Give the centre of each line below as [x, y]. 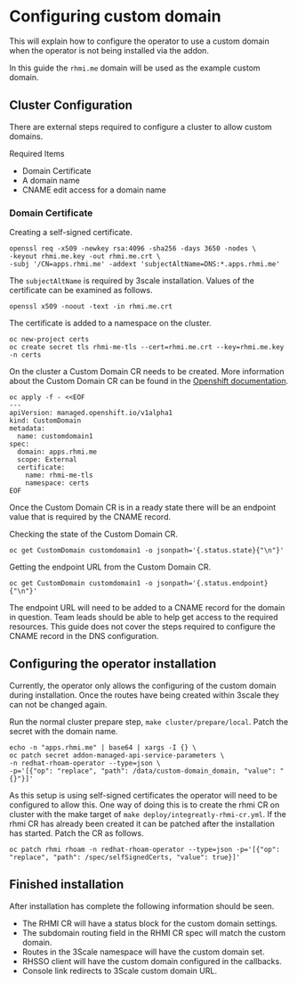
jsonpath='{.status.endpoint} [212, 584]
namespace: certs [57, 483]
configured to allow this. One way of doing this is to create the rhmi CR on [144, 805]
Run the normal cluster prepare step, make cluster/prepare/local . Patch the [149, 721]
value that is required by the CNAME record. [90, 517]
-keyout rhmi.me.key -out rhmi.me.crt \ [85, 257]
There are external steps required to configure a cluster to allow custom [141, 127]
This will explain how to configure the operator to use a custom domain [139, 41]
